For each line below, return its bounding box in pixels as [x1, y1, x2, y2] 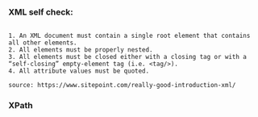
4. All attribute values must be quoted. [8, 67, 150, 75]
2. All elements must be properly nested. [8, 46, 153, 54]
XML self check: [8, 6, 74, 18]
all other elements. [8, 39, 78, 47]
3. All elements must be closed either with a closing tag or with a [8, 53, 248, 61]
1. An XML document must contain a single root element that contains [8, 31, 251, 40]
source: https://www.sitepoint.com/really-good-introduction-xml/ [8, 81, 236, 90]
